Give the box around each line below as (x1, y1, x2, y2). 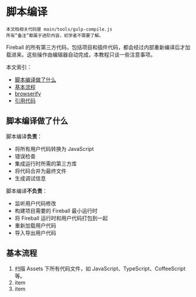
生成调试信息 (14, 174, 46, 181)
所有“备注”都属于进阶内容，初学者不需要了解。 (6, 32, 104, 38)
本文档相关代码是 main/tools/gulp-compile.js (6, 26, 113, 32)
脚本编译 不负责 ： (6, 187, 48, 194)
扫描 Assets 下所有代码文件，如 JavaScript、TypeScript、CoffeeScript (14, 265, 186, 272)
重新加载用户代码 (14, 222, 57, 229)
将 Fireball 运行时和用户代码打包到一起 (14, 214, 108, 222)
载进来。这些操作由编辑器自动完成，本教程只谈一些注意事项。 (6, 51, 156, 58)
